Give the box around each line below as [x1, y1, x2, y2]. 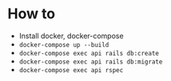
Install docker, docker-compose [18, 31, 125, 40]
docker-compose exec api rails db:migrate [18, 57, 163, 66]
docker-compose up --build [18, 40, 109, 48]
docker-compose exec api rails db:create [18, 49, 159, 57]
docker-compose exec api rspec [18, 66, 124, 74]
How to [7, 5, 56, 23]
